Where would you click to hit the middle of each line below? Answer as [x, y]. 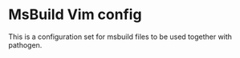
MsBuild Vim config [75, 15]
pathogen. [25, 44]
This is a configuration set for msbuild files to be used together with [120, 37]
